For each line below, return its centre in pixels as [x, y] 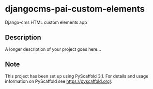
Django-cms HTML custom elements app [46, 22]
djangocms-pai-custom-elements [75, 9]
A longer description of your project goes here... [53, 49]
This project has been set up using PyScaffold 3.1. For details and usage [77, 76]
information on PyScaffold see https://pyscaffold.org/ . [59, 81]
